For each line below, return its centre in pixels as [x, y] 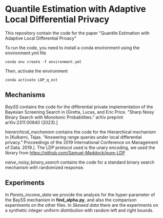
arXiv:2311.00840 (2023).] [31, 122]
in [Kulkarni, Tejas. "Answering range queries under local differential [73, 137]
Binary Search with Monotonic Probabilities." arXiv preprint [64, 117]
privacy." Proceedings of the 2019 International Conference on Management [82, 142]
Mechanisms [25, 95]
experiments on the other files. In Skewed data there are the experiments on [82, 205]
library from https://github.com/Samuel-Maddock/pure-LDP [65, 152]
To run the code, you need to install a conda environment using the [72, 48]
